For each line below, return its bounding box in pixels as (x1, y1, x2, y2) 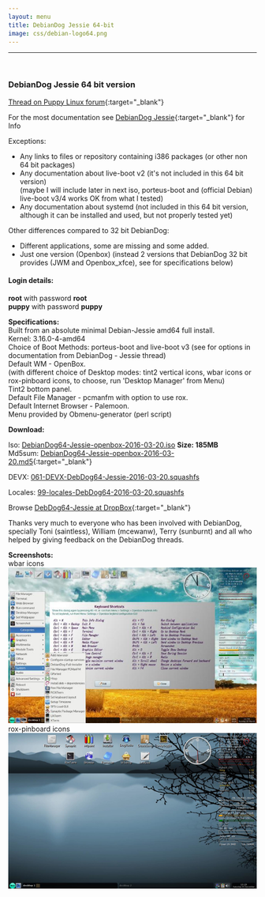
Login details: (8, 276, 54, 285)
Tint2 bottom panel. (8, 384, 73, 394)
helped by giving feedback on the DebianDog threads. (8, 534, 185, 545)
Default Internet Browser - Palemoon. (8, 401, 130, 410)
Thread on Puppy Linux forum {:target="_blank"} (8, 97, 164, 107)
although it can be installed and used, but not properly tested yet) (19, 210, 233, 220)
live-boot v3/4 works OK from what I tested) (19, 194, 164, 203)
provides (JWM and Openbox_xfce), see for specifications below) (19, 258, 234, 267)
